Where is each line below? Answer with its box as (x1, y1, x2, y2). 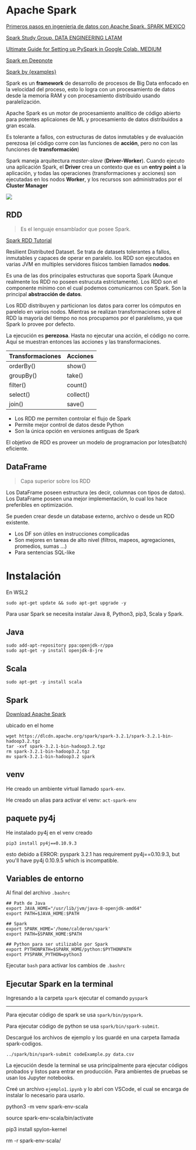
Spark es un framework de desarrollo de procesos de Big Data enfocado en (6, 80, 189, 87)
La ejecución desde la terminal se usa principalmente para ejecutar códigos (6, 1062, 188, 1069)
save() (66, 400, 85, 408)
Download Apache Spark (6, 710, 66, 718)
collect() (66, 390, 90, 399)
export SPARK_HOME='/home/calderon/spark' (6, 926, 111, 932)
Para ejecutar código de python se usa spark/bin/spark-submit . (6, 1022, 159, 1030)
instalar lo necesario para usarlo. (6, 1092, 85, 1099)
